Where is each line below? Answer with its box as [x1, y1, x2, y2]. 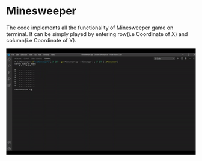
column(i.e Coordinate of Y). [6, 37, 77, 44]
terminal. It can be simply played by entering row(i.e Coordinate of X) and [6, 30, 188, 37]
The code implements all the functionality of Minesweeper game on [6, 24, 174, 31]
